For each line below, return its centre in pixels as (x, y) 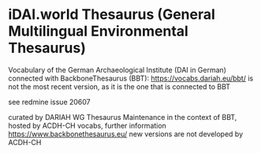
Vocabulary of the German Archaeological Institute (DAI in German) (117, 69)
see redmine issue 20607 (49, 102)
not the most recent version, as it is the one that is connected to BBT (119, 86)
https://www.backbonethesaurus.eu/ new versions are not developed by (126, 134)
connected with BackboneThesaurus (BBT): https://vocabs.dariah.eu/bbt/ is (131, 78)
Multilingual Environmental (99, 31)
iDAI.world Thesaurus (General (112, 15)
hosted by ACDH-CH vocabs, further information (88, 125)
